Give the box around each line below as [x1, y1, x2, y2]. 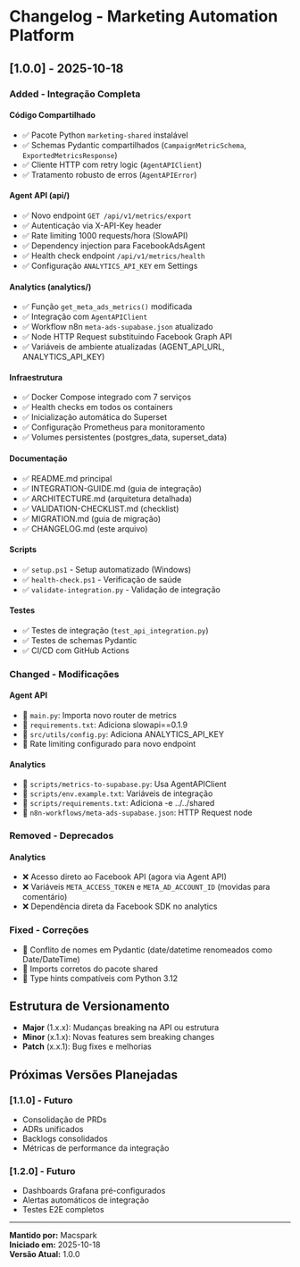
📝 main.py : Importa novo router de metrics [21, 710, 177, 721]
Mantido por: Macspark [9, 1230, 97, 1241]
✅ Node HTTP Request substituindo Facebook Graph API [21, 331, 233, 342]
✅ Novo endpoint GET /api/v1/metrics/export [21, 210, 192, 221]
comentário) [21, 892, 68, 902]
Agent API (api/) [9, 190, 70, 201]
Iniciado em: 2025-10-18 [9, 1239, 101, 1250]
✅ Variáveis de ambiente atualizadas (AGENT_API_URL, [21, 341, 225, 352]
